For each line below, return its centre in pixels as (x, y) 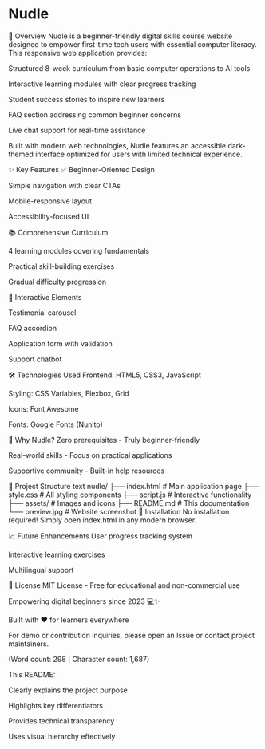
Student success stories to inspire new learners (87, 99)
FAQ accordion (33, 328)
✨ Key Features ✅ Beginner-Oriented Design (82, 169)
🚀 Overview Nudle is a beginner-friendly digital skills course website (121, 36)
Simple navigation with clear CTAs (65, 185)
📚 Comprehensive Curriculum (58, 232)
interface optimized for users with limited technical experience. (138, 154)
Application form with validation (61, 343)
